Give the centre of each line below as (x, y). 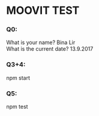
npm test (17, 107)
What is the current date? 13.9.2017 (50, 49)
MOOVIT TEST (43, 11)
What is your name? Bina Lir (41, 42)
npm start (18, 78)
